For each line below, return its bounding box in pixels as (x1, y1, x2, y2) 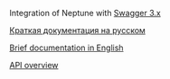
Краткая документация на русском (9, 25, 146, 35)
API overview (9, 60, 59, 70)
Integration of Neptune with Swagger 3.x (9, 8, 161, 18)
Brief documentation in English (9, 42, 124, 53)
